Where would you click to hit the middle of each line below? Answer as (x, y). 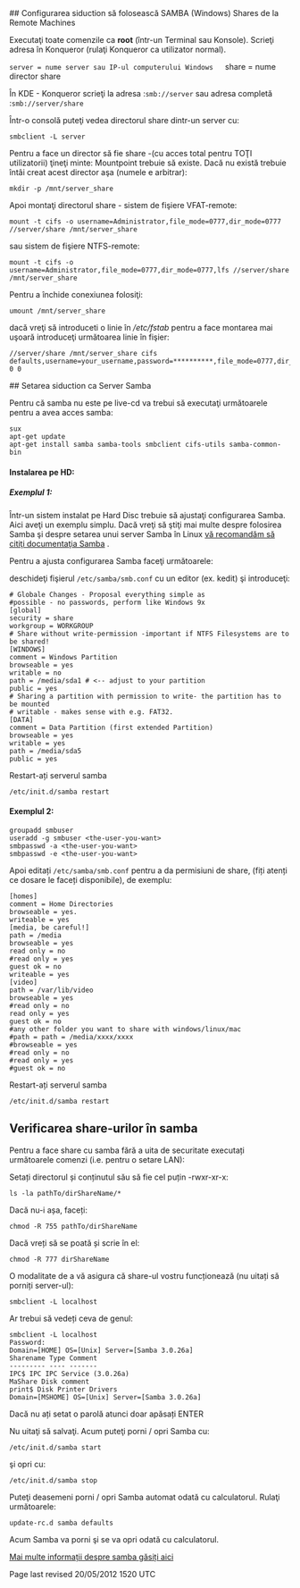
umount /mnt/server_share (57, 311)
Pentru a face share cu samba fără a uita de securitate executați (127, 1150)
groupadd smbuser (42, 830)
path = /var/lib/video (51, 990)
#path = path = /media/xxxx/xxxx (71, 1037)
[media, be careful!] (50, 928)
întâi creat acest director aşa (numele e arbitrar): (98, 172)
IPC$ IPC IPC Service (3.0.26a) (69, 1374)
